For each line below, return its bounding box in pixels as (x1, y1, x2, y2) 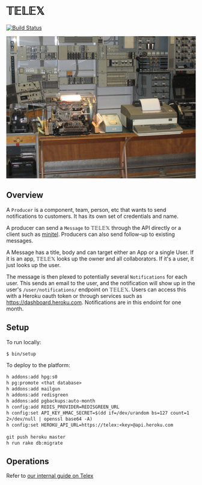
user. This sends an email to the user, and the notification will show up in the (6, 279, 195, 286)
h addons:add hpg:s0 (6, 374, 58, 380)
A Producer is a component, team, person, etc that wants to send (6, 206, 167, 213)
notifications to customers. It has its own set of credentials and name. (6, 212, 179, 220)
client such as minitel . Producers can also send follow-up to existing (6, 230, 176, 238)
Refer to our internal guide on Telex (6, 472, 94, 480)
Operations (6, 456, 49, 466)
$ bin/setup (6, 351, 36, 357)
